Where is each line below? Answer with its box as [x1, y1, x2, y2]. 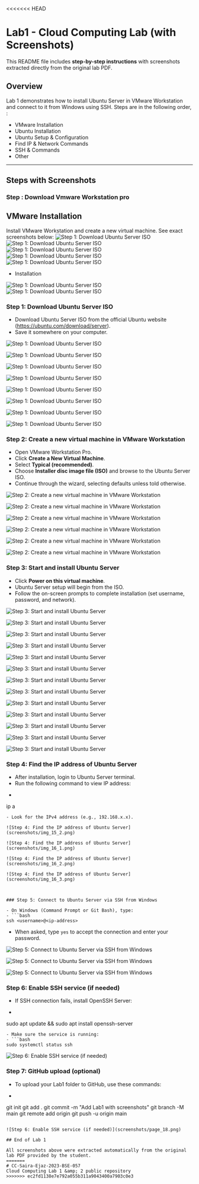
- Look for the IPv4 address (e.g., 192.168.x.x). [6, 814, 134, 820]
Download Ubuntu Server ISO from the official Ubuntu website [14, 316, 167, 323]
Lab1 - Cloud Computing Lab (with [6, 26, 176, 39]
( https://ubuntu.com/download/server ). [14, 322, 111, 329]
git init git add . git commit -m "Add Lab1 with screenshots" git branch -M [6, 1103, 184, 1111]
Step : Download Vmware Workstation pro [6, 193, 130, 201]
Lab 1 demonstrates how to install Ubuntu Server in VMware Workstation [6, 97, 183, 104]
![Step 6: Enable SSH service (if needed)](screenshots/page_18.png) [6, 1127, 182, 1132]
